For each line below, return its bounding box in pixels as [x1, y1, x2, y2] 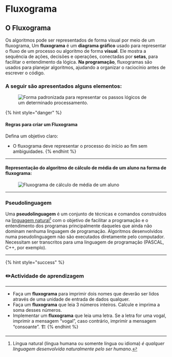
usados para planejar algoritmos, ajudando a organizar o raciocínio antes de [5, 65, 166, 70]
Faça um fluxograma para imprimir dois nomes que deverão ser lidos [12, 290, 160, 296]
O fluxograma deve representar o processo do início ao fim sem [12, 143, 147, 149]
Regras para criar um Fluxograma [5, 121, 78, 127]
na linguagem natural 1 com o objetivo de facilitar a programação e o [5, 216, 148, 223]
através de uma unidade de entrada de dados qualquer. [12, 296, 130, 302]
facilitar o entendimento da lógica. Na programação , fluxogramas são [5, 59, 153, 65]
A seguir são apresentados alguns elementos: [5, 83, 122, 90]
